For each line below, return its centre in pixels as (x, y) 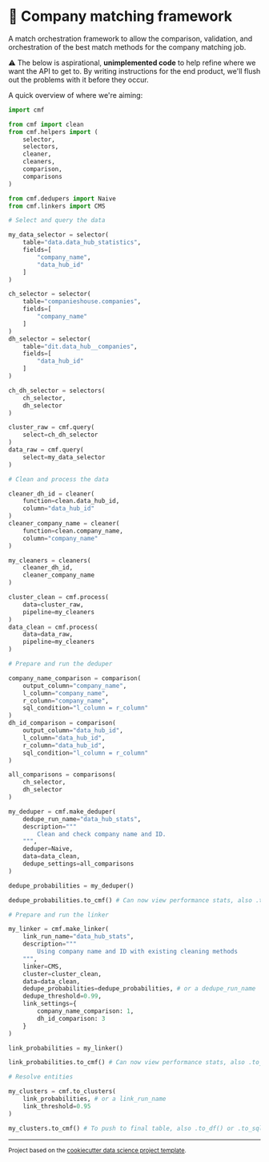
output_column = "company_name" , (75, 686)
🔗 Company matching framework (120, 16)
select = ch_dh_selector (60, 435)
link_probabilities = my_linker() (66, 1048)
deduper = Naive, (48, 849)
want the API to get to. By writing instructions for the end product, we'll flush (134, 71)
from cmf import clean (46, 124)
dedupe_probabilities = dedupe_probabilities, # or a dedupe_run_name (139, 989)
